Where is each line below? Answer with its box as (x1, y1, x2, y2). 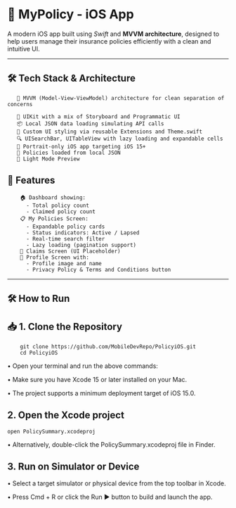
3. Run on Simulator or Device (7, 460, 140, 472)
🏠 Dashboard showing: (20, 193, 86, 201)
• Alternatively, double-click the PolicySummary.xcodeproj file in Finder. (7, 440, 216, 449)
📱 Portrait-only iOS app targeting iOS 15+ (16, 143, 146, 150)
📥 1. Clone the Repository (7, 321, 123, 333)
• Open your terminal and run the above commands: (7, 362, 158, 370)
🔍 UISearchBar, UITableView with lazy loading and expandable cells (16, 135, 223, 142)
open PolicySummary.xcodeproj (7, 428, 96, 435)
